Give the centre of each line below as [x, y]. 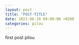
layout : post [19, 10]
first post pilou [20, 38]
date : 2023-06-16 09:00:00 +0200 [40, 19]
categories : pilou [24, 23]
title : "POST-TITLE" [27, 14]
